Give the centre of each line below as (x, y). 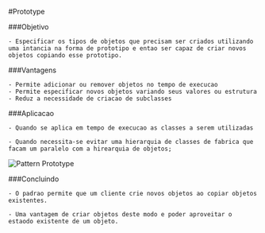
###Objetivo (29, 27)
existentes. (28, 200)
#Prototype (27, 12)
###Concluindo (34, 179)
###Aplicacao (31, 113)
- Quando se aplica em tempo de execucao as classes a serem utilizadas (131, 128)
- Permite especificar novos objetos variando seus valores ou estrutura (133, 91)
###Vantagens (33, 70)
